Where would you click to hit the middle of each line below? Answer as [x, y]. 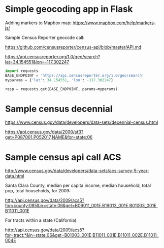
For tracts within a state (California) [41, 220]
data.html [15, 176]
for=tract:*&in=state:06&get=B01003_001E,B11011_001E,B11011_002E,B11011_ [82, 235]
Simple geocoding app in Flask [69, 9]
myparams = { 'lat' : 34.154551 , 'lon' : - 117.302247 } [59, 80]
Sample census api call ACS [63, 157]
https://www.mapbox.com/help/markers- [114, 23]
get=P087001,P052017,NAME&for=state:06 [49, 137]
